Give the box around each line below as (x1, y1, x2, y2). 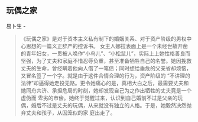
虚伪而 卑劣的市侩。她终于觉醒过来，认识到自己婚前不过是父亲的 (20, 94, 178, 101)
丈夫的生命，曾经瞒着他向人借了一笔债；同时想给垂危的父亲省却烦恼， (20, 65, 192, 72)
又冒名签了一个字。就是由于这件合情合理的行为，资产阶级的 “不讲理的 (20, 72, 190, 79)
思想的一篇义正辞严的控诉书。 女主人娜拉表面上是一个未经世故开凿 (25, 42, 188, 49)
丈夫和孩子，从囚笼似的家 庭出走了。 (25, 109, 116, 116)
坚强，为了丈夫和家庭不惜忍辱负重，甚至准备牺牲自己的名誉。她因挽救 (20, 57, 192, 64)
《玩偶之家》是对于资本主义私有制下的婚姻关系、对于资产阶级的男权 (20, 35, 187, 42)
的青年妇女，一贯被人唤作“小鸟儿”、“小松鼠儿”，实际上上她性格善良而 (20, 50, 191, 57)
